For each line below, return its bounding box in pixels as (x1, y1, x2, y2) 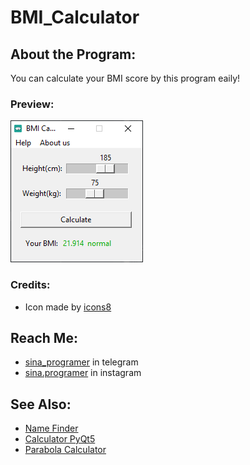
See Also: (10, 396, 72, 413)
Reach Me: (10, 329, 78, 346)
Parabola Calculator (24, 444, 107, 456)
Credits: (10, 278, 51, 292)
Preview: (10, 97, 55, 111)
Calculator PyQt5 (24, 433, 96, 445)
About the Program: (10, 46, 137, 63)
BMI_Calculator (10, 6, 140, 29)
